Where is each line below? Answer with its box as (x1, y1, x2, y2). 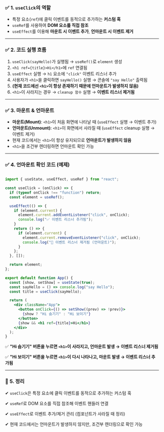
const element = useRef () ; (9, 195, 64, 199)
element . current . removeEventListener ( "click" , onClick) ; (22, 235, 141, 240)
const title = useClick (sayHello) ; (9, 289, 82, 294)
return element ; (9, 262, 42, 267)
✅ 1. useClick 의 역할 (5, 4, 51, 11)
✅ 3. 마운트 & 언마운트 (5, 107, 55, 114)
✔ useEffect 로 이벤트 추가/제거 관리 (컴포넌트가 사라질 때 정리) (5, 411, 125, 416)
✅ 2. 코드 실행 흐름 (5, 46, 46, 53)
